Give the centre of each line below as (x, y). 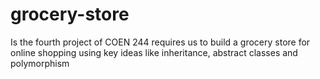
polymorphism (40, 63)
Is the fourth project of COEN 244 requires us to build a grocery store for (160, 42)
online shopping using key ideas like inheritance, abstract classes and (154, 52)
